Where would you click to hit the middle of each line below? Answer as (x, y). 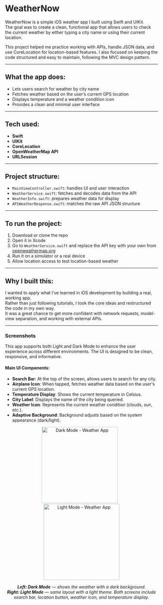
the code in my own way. (30, 308)
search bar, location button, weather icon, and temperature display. (81, 597)
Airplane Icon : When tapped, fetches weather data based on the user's (83, 384)
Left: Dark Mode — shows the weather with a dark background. (81, 587)
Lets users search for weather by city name (56, 89)
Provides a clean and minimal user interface (56, 104)
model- (148, 313)
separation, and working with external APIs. (59, 319)
